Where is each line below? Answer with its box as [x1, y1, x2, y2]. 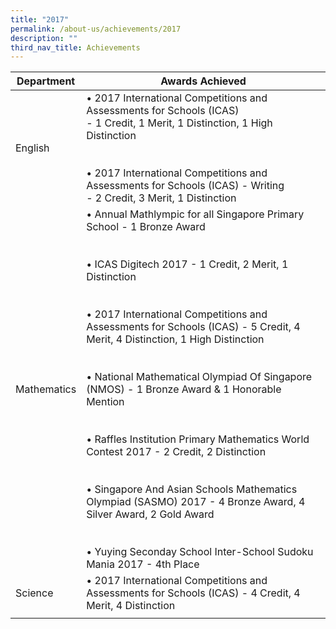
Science [15, 586, 54, 600]
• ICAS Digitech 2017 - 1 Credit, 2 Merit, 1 [86, 257, 289, 271]
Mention [86, 395, 125, 409]
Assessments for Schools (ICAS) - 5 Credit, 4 [86, 320, 301, 334]
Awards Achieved [160, 74, 247, 88]
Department [16, 74, 76, 88]
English [15, 141, 50, 155]
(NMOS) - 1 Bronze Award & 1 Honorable [86, 382, 282, 396]
